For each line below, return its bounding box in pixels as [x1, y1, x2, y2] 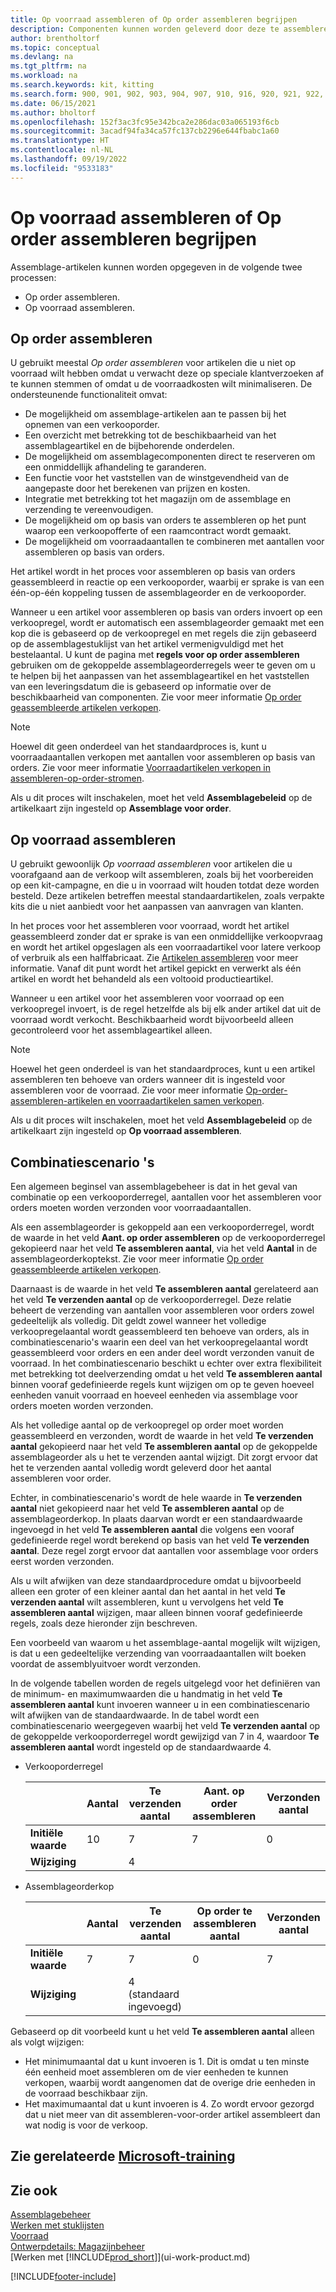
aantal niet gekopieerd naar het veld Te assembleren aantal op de [10, 1502, 285, 1514]
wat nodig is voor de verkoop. [24, 2119, 148, 2131]
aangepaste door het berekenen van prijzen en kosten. [24, 482, 251, 495]
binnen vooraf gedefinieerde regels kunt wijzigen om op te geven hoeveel [10, 1379, 315, 1390]
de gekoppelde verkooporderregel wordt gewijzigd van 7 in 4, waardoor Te [10, 1731, 320, 1742]
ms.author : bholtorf [10, 107, 97, 118]
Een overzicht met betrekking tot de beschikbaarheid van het [24, 429, 277, 441]
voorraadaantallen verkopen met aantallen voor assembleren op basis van [10, 751, 316, 763]
